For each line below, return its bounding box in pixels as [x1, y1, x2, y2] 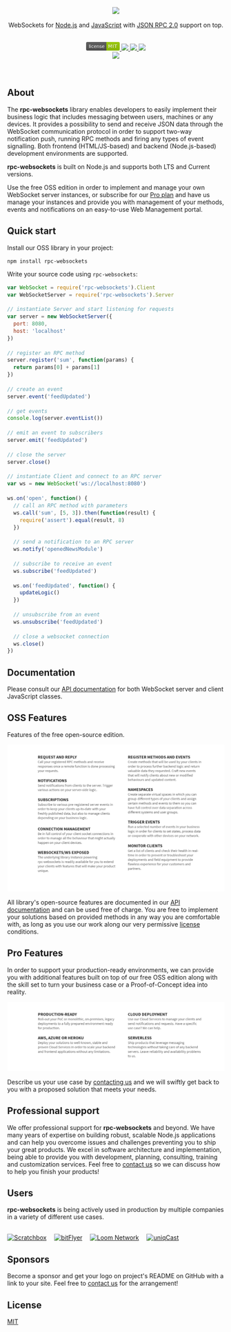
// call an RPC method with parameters [13, 502, 128, 509]
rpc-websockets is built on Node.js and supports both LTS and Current [7, 162, 210, 171]
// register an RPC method [7, 350, 85, 356]
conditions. [7, 927, 39, 936]
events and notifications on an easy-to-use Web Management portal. [7, 205, 203, 213]
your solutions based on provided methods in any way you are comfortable [7, 913, 221, 921]
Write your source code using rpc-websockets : [7, 270, 138, 278]
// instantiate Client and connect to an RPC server [7, 473, 162, 480]
